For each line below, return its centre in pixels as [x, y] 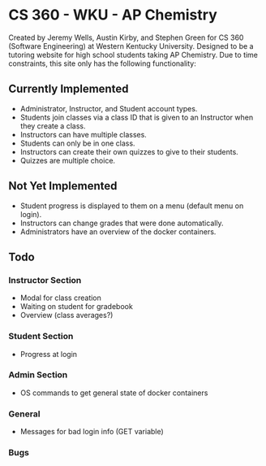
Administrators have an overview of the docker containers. [118, 231]
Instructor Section [45, 280]
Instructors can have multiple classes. [84, 134]
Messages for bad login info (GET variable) [92, 432]
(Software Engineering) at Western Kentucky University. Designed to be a [131, 46]
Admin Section [38, 375]
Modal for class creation [60, 298]
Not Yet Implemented [63, 186]
